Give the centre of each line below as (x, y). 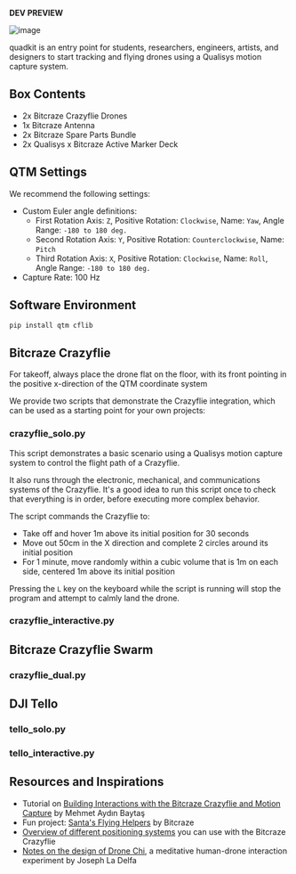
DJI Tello (34, 704)
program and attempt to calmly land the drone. (95, 598)
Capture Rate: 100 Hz (61, 277)
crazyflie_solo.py (48, 434)
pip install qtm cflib (51, 326)
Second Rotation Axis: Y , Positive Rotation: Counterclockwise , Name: (160, 239)
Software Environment (72, 305)
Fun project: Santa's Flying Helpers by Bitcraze (108, 822)
